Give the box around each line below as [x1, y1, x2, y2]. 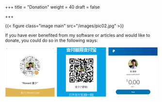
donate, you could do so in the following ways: [5, 37, 98, 43]
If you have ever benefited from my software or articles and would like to [5, 33, 150, 38]
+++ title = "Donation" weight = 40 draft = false [5, 4, 100, 10]
